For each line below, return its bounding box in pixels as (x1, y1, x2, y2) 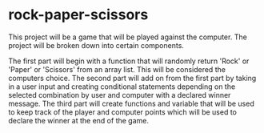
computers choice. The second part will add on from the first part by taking (8, 73, 257, 83)
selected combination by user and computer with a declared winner (8, 90, 231, 99)
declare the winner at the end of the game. (8, 115, 150, 125)
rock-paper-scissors (8, 6, 149, 24)
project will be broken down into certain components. (8, 40, 184, 50)
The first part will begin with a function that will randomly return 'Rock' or (8, 56, 250, 66)
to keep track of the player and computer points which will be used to (8, 107, 238, 117)
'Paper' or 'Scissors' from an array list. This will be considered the (8, 64, 226, 74)
